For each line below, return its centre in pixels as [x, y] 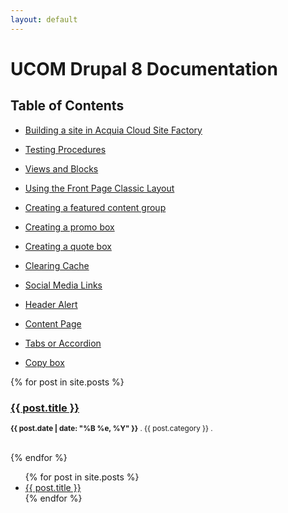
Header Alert [51, 304]
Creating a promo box [69, 227]
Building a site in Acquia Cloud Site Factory [113, 130]
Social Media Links [63, 285]
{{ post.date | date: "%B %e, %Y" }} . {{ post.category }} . [111, 428]
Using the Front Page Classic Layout [99, 188]
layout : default [44, 19]
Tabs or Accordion [63, 343]
